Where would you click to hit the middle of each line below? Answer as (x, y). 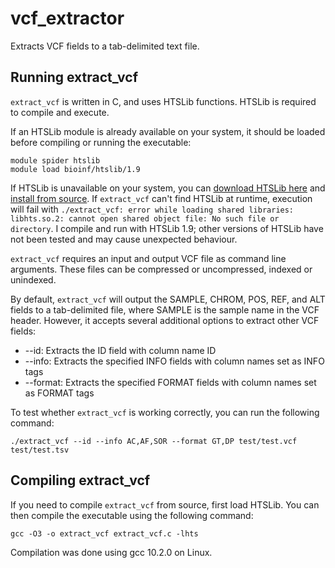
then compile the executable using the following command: (132, 515)
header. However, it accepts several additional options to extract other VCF (165, 320)
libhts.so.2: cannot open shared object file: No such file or (145, 218)
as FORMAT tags (59, 393)
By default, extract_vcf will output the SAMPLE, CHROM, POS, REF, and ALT (168, 299)
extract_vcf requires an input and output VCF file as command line (148, 258)
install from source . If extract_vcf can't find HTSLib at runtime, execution (161, 198)
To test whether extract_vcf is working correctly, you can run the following (165, 412)
